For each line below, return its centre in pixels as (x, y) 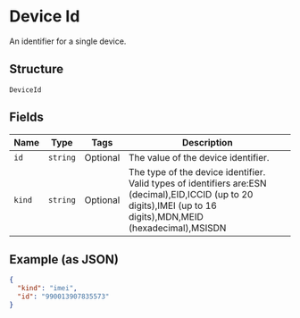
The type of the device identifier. (197, 172)
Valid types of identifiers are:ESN (197, 183)
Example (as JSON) (64, 259)
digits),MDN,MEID (166, 216)
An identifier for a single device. (68, 41)
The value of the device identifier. (199, 157)
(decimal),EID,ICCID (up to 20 (191, 194)
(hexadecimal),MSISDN (177, 228)
